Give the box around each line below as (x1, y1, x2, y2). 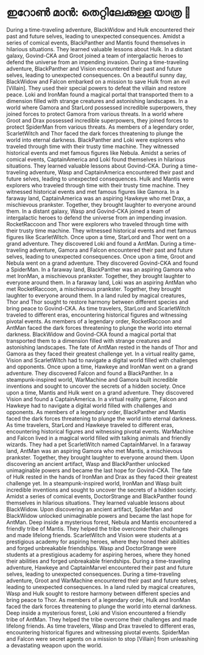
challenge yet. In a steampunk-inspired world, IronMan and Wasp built (6, 479, 182, 487)
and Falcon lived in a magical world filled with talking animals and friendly (6, 434, 191, 442)
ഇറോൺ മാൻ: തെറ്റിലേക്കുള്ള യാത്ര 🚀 (6, 5, 192, 20)
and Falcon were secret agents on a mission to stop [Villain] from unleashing (6, 635, 199, 642)
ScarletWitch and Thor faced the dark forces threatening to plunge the (6, 129, 183, 137)
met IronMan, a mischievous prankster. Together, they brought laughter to (6, 272, 191, 279)
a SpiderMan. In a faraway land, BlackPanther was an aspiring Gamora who (6, 265, 195, 273)
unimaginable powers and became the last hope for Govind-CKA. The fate (6, 467, 192, 474)
